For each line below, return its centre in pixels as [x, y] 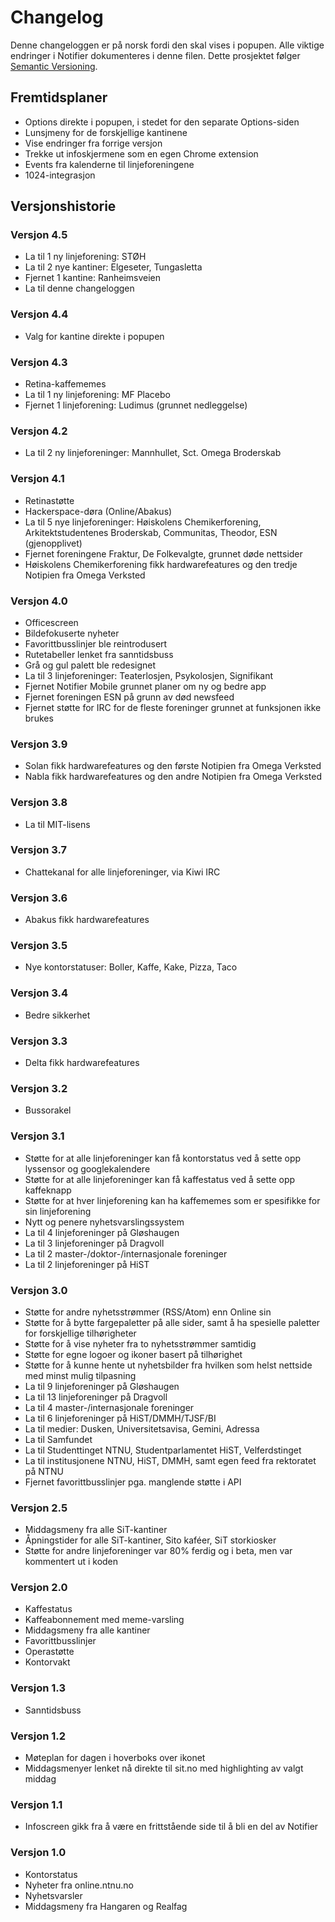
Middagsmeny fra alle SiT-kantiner [96, 1530]
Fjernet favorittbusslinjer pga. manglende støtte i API [133, 1482]
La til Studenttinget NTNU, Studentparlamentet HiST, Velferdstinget [163, 1450]
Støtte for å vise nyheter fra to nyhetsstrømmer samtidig [140, 1343]
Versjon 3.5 [39, 946]
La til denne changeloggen [79, 288]
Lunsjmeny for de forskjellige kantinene [106, 132]
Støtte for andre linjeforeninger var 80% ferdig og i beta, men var [158, 1551]
